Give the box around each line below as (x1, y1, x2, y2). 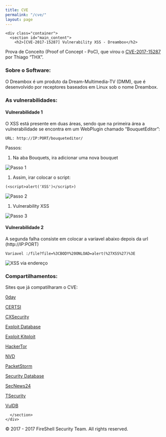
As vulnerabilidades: (5, 96, 58, 103)
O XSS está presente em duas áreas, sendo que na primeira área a (5, 120, 145, 126)
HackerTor (5, 343, 27, 349)
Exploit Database (5, 324, 41, 330)
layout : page (5, 17, 33, 22)
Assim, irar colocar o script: (12, 174, 71, 180)
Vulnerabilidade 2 (5, 225, 44, 231)
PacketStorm (5, 363, 33, 369)
